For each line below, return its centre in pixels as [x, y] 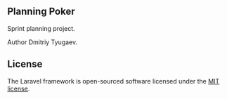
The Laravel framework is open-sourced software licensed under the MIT [113, 81]
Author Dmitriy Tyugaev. [43, 42]
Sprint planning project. [41, 28]
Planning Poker [41, 12]
